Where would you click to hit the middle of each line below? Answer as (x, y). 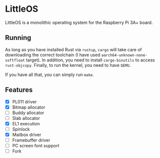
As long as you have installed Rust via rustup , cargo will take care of (73, 49)
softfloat (15, 60)
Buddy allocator (28, 113)
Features (19, 90)
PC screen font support (36, 146)
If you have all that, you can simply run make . (50, 75)
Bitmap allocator (29, 107)
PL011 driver (24, 101)
